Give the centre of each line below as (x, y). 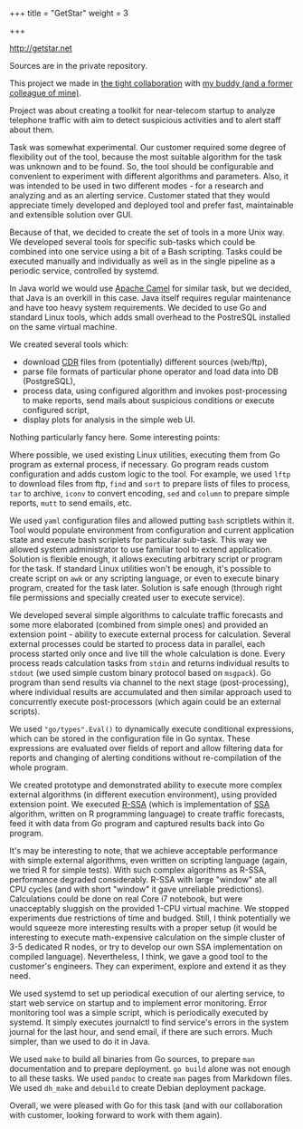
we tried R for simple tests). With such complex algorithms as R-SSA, (138, 870)
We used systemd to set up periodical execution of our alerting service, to (147, 993)
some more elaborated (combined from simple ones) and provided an (139, 625)
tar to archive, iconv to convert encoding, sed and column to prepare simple (150, 493)
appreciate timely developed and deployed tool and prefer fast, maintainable (151, 205)
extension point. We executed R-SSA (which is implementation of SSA (140, 804)
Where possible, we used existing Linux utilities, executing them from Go (145, 455)
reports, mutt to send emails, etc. (71, 503)
